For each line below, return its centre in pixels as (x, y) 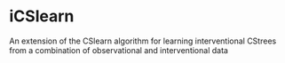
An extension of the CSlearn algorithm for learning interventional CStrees (143, 41)
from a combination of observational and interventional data (119, 50)
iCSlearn (42, 16)
